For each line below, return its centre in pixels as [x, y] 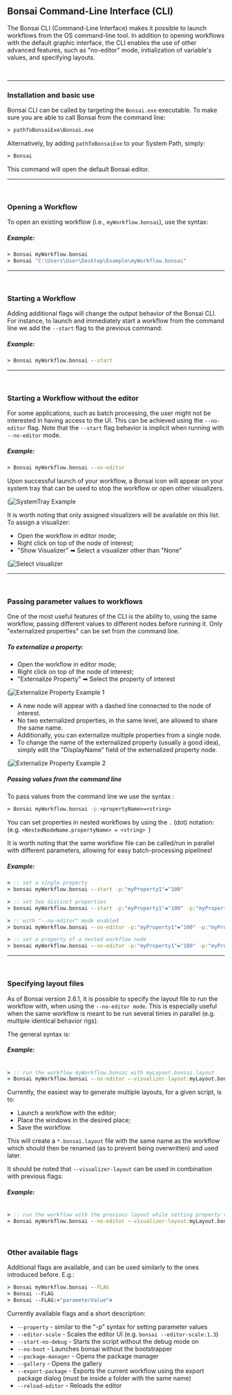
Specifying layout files [46, 983]
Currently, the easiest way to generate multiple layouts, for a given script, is [115, 1092]
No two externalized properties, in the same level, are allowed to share [117, 720]
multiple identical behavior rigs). [53, 1021]
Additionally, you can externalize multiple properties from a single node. [119, 735]
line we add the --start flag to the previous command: [85, 328]
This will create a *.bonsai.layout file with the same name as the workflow [114, 1141]
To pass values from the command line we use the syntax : [91, 796]
